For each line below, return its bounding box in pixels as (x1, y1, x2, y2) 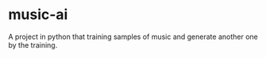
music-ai (8, 6, 68, 24)
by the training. (8, 40, 58, 49)
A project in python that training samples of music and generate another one (8, 32, 258, 41)
